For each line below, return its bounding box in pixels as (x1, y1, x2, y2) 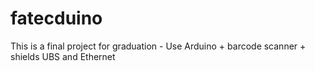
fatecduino (10, 7, 103, 30)
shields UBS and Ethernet (10, 50, 116, 62)
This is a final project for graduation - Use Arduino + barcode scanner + (10, 40, 307, 52)
